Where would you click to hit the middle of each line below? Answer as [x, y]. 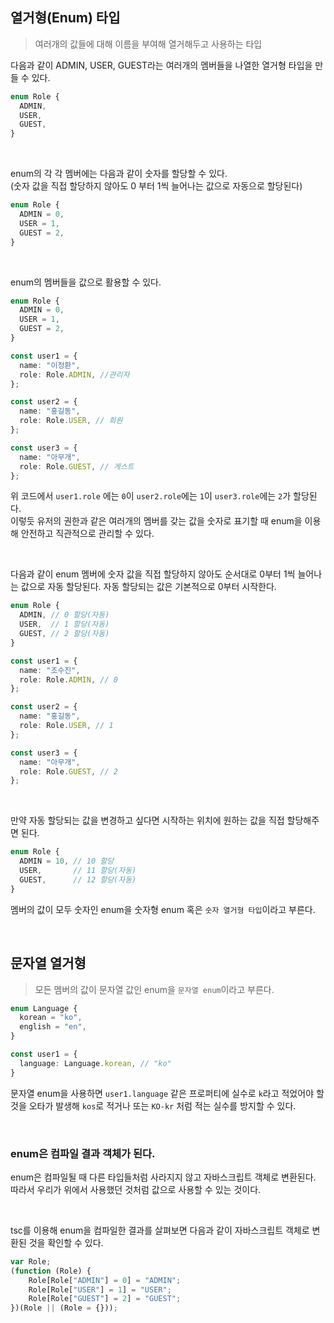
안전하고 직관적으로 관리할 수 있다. [87, 534]
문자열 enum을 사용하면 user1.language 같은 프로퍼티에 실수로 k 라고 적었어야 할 [167, 1093]
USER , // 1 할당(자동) [64, 624]
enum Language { [44, 1008]
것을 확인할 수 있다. [66, 1242]
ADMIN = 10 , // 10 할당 [67, 861]
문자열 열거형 [48, 963]
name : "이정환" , [50, 365]
